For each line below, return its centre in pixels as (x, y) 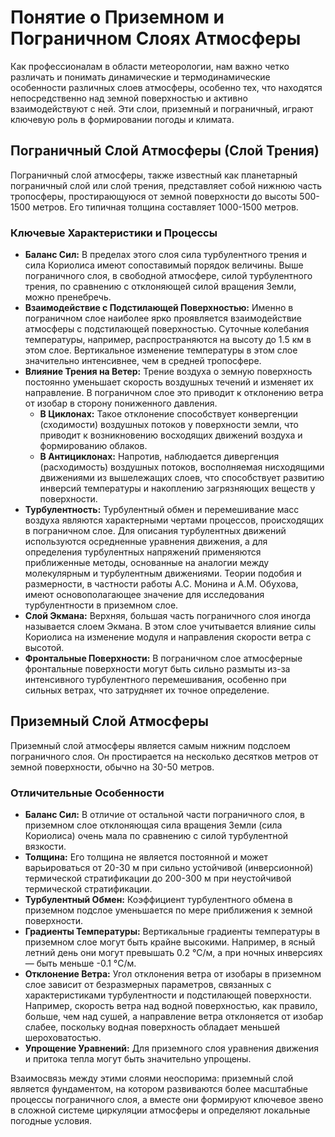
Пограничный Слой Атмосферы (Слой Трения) (165, 151)
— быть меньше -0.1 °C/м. (80, 963)
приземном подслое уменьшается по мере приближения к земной (168, 910)
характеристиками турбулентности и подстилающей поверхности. (168, 995)
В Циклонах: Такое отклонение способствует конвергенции (169, 414)
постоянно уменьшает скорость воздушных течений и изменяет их (169, 382)
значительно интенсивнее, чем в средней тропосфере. (143, 361)
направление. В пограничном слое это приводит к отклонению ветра (174, 393)
